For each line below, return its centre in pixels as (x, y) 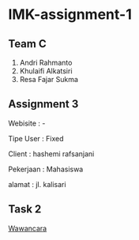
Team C (27, 44)
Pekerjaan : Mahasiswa (46, 169)
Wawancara (28, 228)
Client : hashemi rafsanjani (51, 154)
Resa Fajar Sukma (49, 79)
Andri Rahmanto (46, 62)
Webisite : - (27, 123)
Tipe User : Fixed (36, 138)
